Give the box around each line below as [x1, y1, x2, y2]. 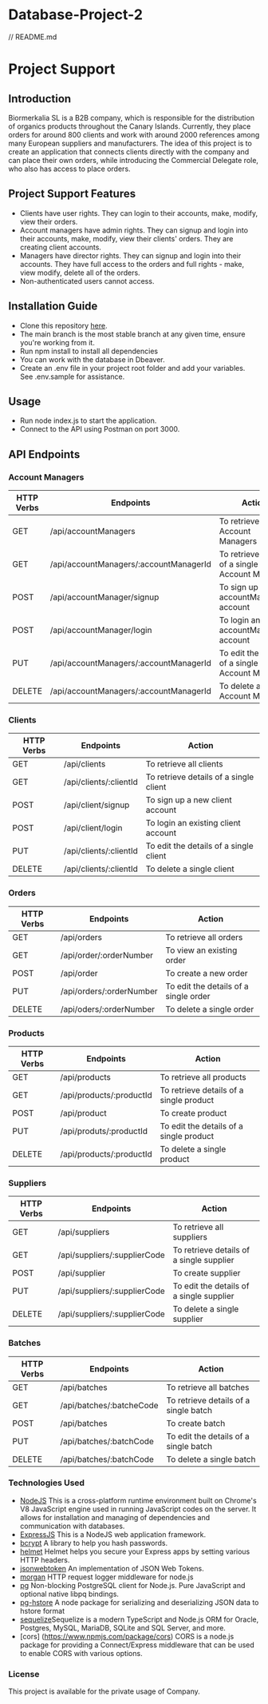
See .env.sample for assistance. [19, 372, 125, 381]
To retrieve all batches [166, 1381, 250, 1392]
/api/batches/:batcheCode [59, 1399, 159, 1411]
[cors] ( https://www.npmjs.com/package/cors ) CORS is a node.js [19, 1631, 235, 1641]
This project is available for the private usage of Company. [8, 1686, 201, 1696]
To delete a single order [165, 1003, 254, 1014]
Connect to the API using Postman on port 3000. [19, 424, 180, 434]
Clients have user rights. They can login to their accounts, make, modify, [19, 208, 258, 217]
